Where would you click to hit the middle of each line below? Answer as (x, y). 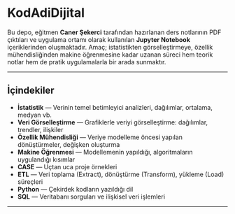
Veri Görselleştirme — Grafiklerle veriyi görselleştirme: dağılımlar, (113, 122)
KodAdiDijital (46, 13)
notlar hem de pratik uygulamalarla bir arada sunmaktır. (87, 62)
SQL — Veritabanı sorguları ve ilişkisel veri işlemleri (91, 197)
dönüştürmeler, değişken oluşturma (69, 144)
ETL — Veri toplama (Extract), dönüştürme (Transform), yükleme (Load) (121, 174)
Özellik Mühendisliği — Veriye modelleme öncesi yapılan (100, 137)
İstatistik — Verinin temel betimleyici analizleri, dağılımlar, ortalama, (115, 107)
